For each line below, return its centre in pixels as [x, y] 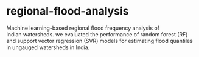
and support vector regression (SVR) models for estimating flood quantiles [100, 41]
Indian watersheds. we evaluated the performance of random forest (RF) [97, 34]
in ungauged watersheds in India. [48, 47]
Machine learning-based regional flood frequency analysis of [83, 28]
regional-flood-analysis [68, 11]
